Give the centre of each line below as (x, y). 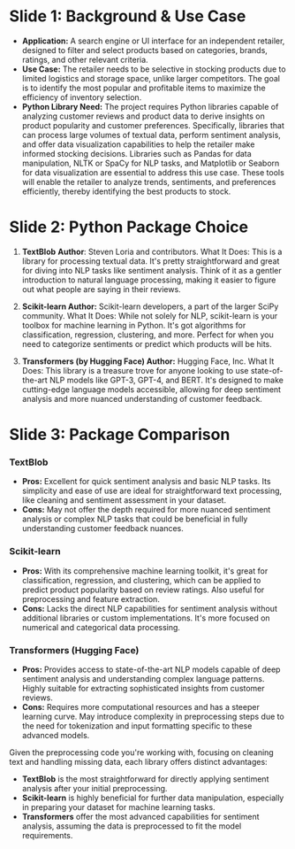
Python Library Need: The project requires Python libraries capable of (150, 106)
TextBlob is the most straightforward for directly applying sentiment (145, 779)
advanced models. (56, 735)
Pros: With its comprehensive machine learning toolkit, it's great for (145, 571)
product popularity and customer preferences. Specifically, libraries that (153, 125)
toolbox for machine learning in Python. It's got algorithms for (134, 325)
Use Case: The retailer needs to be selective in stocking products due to (154, 69)
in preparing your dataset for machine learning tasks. (118, 807)
